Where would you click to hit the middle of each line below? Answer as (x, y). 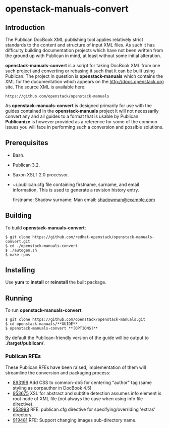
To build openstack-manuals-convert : (46, 227)
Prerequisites (27, 143)
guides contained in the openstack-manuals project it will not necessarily (82, 111)
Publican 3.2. (26, 165)
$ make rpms (18, 255)
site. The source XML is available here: (45, 87)
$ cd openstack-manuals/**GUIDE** (42, 324)
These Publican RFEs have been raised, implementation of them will (76, 367)
